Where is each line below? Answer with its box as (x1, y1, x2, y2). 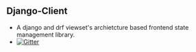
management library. (16, 30, 75, 38)
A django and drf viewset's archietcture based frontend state (16, 23, 189, 31)
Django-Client (6, 5, 68, 17)
